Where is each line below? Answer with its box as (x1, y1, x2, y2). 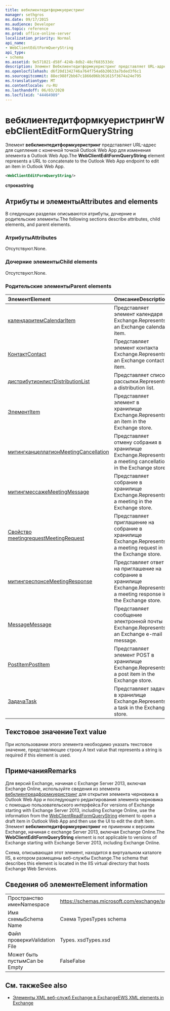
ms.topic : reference (5, 26, 49, 31)
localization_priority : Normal (5, 36, 71, 41)
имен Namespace (8, 901, 50, 908)
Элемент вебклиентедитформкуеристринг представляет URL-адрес (5, 142, 157, 148)
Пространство (8, 895, 44, 902)
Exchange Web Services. (5, 865, 58, 871)
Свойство (8, 528, 32, 535)
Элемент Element (8, 296, 51, 303)
